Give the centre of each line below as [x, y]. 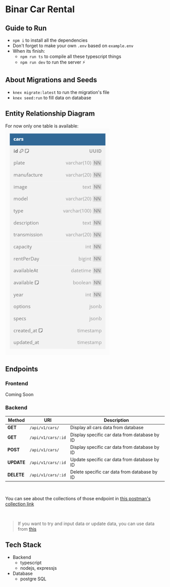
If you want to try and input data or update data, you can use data [86, 524]
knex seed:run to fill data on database [52, 97]
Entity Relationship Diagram [50, 113]
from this [27, 529]
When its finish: [29, 51]
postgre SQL [33, 579]
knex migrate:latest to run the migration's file [61, 92]
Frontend [17, 383]
